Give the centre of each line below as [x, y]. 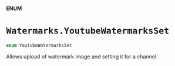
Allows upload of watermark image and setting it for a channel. [82, 56]
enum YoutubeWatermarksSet [39, 45]
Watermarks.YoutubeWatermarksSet [88, 31]
